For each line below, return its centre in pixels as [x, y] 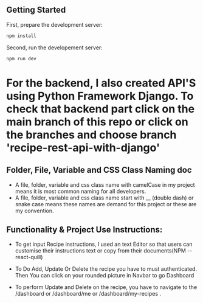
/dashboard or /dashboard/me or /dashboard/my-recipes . [88, 294]
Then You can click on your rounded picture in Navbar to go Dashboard [105, 276]
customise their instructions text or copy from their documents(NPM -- [104, 251]
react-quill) [29, 257]
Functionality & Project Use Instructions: [84, 230]
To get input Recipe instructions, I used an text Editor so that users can [104, 244]
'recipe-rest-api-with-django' [83, 148]
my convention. [34, 211]
